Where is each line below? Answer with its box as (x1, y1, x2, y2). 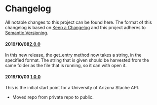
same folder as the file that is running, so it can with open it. (5, 63, 127, 69)
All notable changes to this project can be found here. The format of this (5, 19, 152, 25)
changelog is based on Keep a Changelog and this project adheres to (5, 24, 146, 30)
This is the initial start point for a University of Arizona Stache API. (5, 85, 139, 91)
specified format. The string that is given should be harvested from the (5, 57, 149, 63)
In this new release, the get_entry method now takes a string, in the (5, 52, 142, 58)
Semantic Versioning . (5, 30, 48, 35)
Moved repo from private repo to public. (12, 94, 94, 100)
